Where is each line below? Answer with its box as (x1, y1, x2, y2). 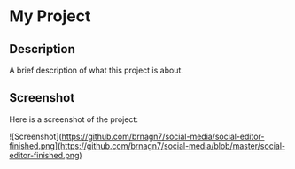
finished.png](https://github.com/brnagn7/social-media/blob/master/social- (9, 140, 286, 151)
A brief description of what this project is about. (9, 65, 184, 75)
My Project (9, 6, 91, 27)
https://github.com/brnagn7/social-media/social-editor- (61, 131, 265, 142)
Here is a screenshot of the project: (9, 113, 139, 125)
